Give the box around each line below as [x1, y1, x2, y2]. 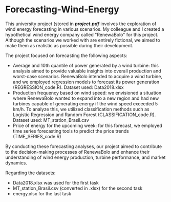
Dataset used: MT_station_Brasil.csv [12, 117, 90, 123]
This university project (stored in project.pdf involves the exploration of [5, 21, 157, 27]
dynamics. [5, 159, 27, 166]
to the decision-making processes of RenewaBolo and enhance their [5, 149, 150, 155]
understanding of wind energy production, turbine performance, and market [5, 154, 166, 160]
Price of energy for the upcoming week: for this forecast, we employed [12, 122, 162, 128]
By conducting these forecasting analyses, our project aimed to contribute [5, 143, 162, 150]
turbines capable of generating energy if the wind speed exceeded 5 [12, 100, 158, 106]
